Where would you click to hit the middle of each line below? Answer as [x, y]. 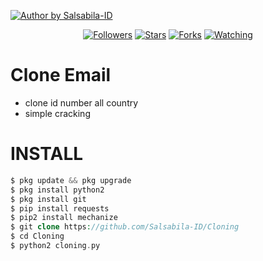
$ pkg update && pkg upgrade [71, 180]
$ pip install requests [60, 208]
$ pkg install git [48, 199]
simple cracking [57, 113]
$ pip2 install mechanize [64, 218]
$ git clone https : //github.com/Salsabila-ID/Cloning [125, 227]
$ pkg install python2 [57, 190]
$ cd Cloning [37, 236]
